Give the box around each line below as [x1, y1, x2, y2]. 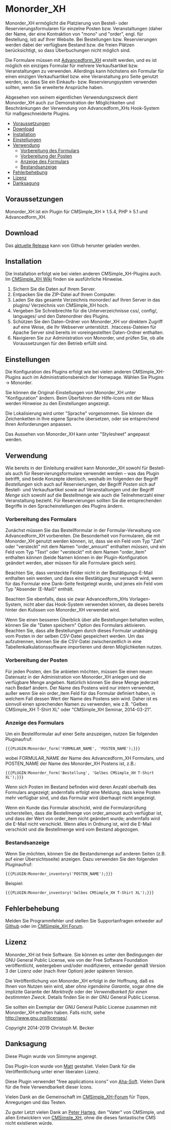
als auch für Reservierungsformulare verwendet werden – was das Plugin [5, 470, 159, 476]
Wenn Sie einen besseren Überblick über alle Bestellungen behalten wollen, [5, 617, 164, 623]
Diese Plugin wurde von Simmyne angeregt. [5, 1053, 97, 1059]
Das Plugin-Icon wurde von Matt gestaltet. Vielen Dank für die [5, 1063, 136, 1069]
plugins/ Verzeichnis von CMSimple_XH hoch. [12, 302, 109, 308]
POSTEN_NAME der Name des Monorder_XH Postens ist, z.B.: [5, 760, 136, 766]
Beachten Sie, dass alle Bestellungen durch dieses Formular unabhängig [5, 627, 158, 634]
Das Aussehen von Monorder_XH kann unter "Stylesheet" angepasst [5, 431, 150, 437]
